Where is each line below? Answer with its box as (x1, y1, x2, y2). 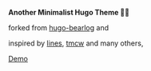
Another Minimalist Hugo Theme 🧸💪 (8, 8, 130, 17)
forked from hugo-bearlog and (8, 23, 109, 32)
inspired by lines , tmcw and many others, (8, 38, 144, 48)
